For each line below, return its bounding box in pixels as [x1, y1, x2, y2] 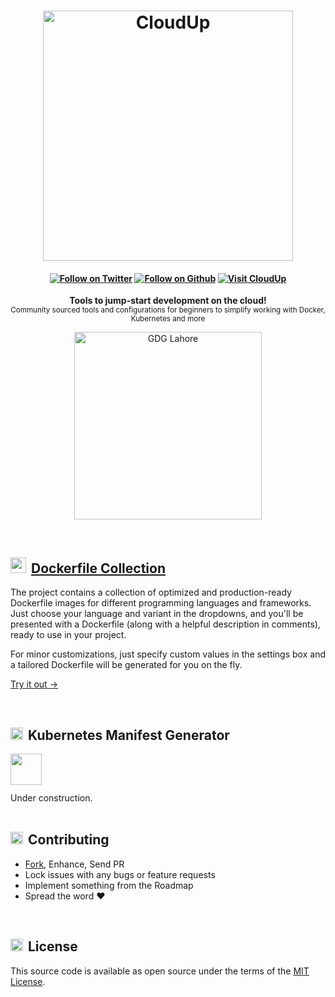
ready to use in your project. [10, 629, 127, 641]
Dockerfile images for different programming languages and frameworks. [10, 597, 312, 609]
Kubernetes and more [130, 314, 206, 324]
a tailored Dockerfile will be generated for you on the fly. [10, 659, 243, 671]
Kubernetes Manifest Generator [28, 726, 230, 744]
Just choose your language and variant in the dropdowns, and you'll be [10, 608, 304, 620]
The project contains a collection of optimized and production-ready [10, 586, 292, 599]
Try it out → [10, 678, 58, 690]
